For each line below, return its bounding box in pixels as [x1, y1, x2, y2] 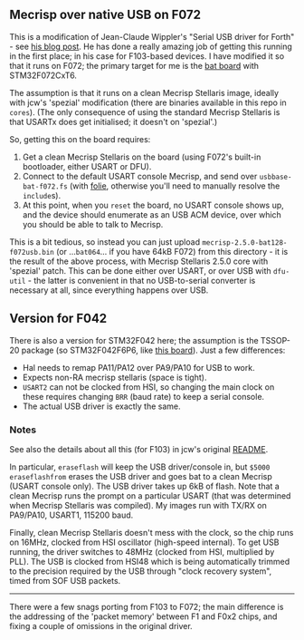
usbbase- [259, 172, 292, 181]
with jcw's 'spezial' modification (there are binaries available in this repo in [9, 97, 287, 108]
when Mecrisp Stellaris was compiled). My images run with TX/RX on [9, 499, 267, 510]
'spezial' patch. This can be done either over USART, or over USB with [9, 265, 271, 276]
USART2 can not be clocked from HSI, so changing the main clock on [22, 381, 275, 393]
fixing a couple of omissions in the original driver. [9, 620, 193, 631]
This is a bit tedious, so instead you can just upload [9, 236, 201, 247]
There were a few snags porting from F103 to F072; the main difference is [9, 601, 284, 612]
